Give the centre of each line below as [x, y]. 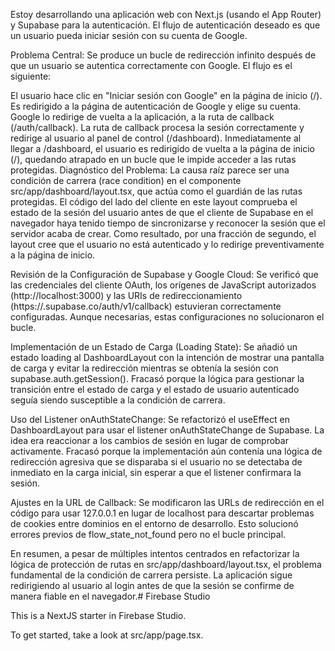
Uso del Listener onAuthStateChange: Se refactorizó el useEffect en [150, 419]
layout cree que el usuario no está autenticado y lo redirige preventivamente [167, 244]
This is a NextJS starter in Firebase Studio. [98, 615]
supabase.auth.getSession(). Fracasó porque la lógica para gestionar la [157, 378]
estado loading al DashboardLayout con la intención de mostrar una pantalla [167, 357]
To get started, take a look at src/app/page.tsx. [107, 635]
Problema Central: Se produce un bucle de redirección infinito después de [163, 55]
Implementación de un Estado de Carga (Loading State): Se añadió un [154, 347]
